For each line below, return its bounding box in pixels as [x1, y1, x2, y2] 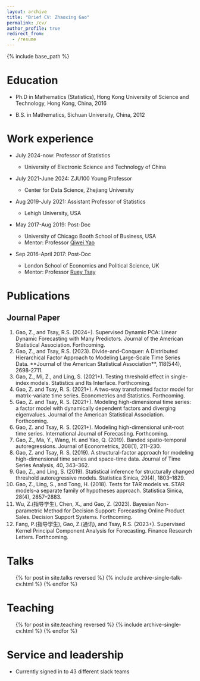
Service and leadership [7, 648, 124, 661]
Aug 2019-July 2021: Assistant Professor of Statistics [15, 198, 146, 205]
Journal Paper [7, 313, 60, 323]
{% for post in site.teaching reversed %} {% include [15, 621, 143, 628]
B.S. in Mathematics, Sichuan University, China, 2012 [15, 111, 145, 118]
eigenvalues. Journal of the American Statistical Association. [15, 411, 165, 418]
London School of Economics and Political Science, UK [24, 262, 160, 269]
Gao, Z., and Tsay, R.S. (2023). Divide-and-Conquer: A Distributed [15, 347, 178, 355]
